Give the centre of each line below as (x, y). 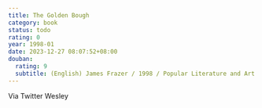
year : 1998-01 (31, 45)
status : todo (30, 30)
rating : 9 (31, 67)
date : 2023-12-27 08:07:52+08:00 (63, 52)
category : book (33, 23)
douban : (21, 59)
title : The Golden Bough (49, 15)
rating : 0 (24, 37)
